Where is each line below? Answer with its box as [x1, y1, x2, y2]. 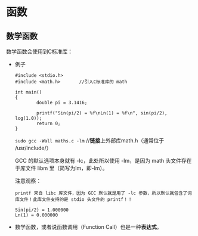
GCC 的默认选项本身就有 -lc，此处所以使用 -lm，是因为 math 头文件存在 [14, 157, 192, 164]
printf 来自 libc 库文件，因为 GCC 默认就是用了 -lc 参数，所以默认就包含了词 [14, 190, 192, 196]
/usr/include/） [14, 144, 52, 151]
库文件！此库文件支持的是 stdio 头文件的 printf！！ [14, 197, 133, 203]
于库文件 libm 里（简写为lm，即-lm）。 [14, 164, 109, 172]
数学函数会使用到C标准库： [6, 48, 73, 55]
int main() [14, 89, 42, 95]
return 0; [36, 120, 61, 126]
